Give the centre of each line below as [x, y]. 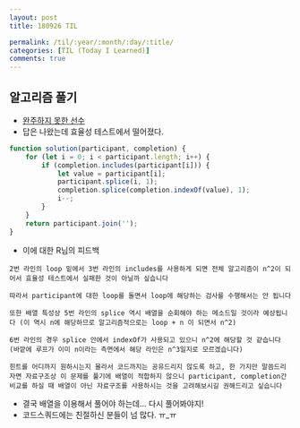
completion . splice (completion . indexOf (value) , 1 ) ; [154, 190]
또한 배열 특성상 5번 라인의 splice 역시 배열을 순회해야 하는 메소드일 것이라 [134, 313]
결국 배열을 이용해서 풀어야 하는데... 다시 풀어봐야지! [113, 403]
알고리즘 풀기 [43, 97]
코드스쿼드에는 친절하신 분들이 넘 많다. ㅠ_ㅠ [99, 415]
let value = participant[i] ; [111, 174]
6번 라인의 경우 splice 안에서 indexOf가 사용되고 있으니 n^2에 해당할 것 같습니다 [145, 340]
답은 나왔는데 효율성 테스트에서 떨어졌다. [93, 132]
